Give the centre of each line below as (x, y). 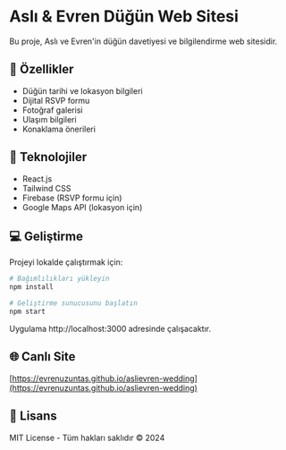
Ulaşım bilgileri (50, 119)
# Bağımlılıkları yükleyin (59, 279)
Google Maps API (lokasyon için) (82, 207)
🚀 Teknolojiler (48, 157)
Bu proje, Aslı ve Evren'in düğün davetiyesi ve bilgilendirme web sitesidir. (143, 41)
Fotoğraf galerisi (52, 110)
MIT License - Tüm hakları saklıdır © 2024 (87, 437)
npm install (31, 287)
